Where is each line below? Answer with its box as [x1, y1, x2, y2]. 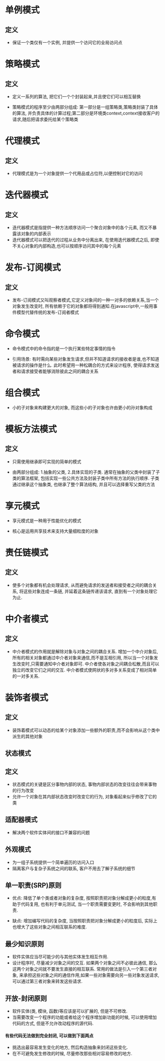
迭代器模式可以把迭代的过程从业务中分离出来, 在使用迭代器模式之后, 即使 [12, 237, 160, 242]
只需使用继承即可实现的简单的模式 [12, 458, 82, 465]
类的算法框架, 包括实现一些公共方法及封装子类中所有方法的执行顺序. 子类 [12, 475, 160, 481]
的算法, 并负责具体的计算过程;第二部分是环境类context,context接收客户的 [12, 110, 160, 116]
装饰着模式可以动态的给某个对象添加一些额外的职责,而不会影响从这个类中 [12, 727, 160, 733]
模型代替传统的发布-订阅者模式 [16, 309, 80, 315]
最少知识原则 [5, 940, 44, 948]
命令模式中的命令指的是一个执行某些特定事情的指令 [12, 345, 116, 352]
